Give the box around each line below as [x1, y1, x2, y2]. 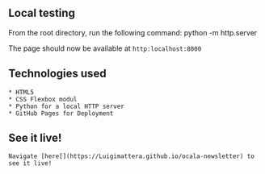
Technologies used [8, 67, 107, 81]
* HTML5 [8, 88, 35, 96]
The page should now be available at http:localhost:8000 [8, 43, 202, 53]
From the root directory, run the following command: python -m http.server [8, 27, 258, 37]
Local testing [8, 6, 75, 20]
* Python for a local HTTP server [8, 102, 125, 110]
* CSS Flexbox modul [8, 95, 78, 103]
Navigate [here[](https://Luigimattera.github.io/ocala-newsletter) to [8, 152, 254, 160]
